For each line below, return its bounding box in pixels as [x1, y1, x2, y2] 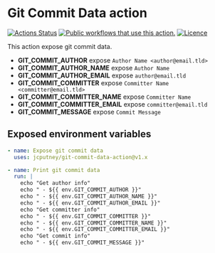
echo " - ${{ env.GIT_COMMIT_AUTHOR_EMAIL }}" [20, 199, 161, 207]
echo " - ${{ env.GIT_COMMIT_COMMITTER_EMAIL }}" [20, 226, 171, 233]
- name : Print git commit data [7, 166, 100, 173]
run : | [14, 173, 33, 181]
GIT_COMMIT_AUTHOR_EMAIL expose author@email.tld [17, 71, 187, 80]
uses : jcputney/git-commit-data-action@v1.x [14, 154, 148, 161]
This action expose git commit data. [7, 42, 112, 50]
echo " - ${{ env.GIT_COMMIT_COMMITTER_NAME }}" [20, 219, 167, 227]
